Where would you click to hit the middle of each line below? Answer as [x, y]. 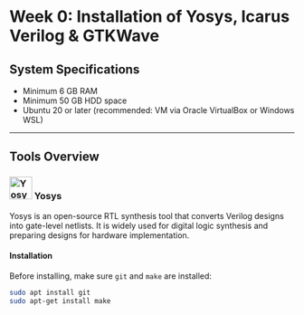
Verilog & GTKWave [85, 36]
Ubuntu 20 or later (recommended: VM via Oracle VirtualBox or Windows [158, 110]
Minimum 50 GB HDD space [75, 100]
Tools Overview [54, 157]
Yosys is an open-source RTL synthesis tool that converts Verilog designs [147, 215]
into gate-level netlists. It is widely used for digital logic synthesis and [139, 225]
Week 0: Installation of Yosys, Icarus [150, 17]
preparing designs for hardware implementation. [100, 235]
